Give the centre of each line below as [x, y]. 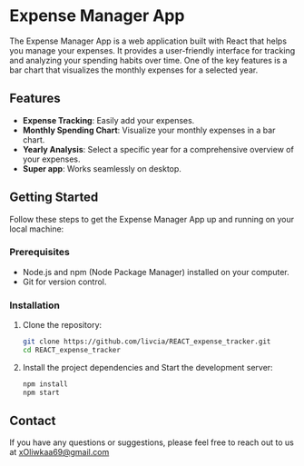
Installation [35, 305]
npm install [45, 384]
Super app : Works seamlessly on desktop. [102, 168]
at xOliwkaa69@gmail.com [59, 452]
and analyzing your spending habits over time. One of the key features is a [148, 60]
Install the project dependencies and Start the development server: [148, 367]
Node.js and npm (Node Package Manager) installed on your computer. [156, 272]
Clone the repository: [62, 325]
